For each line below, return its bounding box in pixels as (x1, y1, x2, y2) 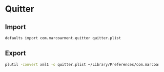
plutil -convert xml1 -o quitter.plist (5, 62, 86, 67)
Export (5, 49, 26, 57)
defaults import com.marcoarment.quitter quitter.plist (5, 36, 121, 40)
